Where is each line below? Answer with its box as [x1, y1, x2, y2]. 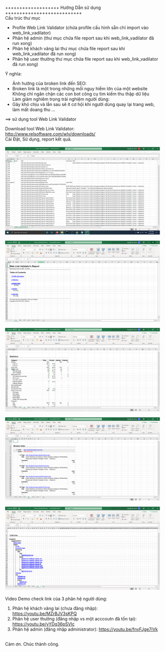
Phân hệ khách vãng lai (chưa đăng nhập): [12, 605, 98, 611]
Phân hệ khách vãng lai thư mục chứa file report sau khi [12, 46, 125, 51]
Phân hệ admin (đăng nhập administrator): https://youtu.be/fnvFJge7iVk [12, 626, 158, 632]
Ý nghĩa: [5, 71, 22, 76]
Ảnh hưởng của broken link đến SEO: [12, 80, 87, 86]
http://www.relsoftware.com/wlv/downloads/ [5, 131, 96, 137]
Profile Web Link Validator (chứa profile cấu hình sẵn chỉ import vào [12, 25, 149, 31]
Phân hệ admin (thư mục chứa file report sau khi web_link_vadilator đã [12, 35, 154, 41]
